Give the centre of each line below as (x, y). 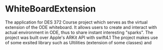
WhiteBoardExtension (51, 9)
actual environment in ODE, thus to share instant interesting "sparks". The (79, 32)
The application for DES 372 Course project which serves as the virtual (76, 22)
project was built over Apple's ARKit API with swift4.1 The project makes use (81, 37)
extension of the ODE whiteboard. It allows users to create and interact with (81, 27)
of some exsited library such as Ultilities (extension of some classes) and (79, 42)
